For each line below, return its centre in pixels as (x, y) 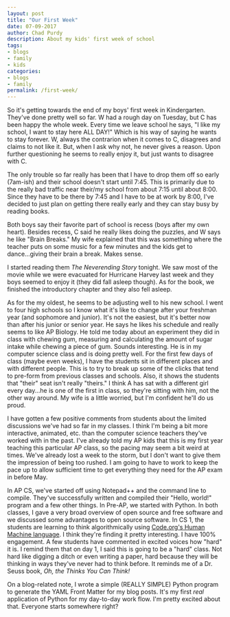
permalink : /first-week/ (43, 90)
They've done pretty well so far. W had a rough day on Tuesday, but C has (112, 117)
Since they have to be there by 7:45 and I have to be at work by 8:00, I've (111, 196)
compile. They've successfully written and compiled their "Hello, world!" (110, 498)
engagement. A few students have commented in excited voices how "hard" (115, 542)
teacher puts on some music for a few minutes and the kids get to (100, 247)
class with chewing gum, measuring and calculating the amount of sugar (110, 339)
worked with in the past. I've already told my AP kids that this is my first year (115, 441)
